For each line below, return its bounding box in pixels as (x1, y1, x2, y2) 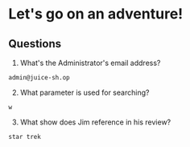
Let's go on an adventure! (8, 5, 184, 23)
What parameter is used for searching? (19, 88, 150, 97)
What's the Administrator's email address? (19, 58, 161, 67)
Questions (8, 37, 62, 51)
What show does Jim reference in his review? (19, 117, 171, 127)
